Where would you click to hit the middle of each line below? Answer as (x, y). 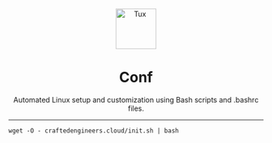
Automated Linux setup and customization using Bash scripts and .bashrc (136, 99)
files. (136, 108)
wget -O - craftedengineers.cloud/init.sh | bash (94, 130)
